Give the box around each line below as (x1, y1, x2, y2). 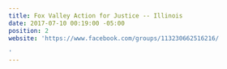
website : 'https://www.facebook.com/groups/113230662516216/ (8, 34, 220, 43)
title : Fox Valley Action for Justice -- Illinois (8, 11, 183, 20)
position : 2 (8, 26, 49, 34)
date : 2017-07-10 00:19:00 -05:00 (8, 19, 126, 27)
